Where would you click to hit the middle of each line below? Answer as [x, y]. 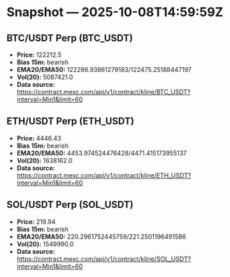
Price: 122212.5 [39, 55]
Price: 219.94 [36, 222]
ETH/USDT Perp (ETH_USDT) [70, 121]
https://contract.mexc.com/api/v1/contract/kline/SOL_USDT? [104, 259]
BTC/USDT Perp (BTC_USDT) [70, 38]
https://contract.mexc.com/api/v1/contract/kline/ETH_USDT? [104, 175]
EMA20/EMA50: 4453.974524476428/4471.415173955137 [101, 153]
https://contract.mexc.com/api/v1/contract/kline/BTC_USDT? [103, 92]
